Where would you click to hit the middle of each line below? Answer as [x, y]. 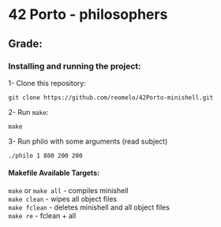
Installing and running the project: [75, 66]
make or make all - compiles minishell [68, 191]
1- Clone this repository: [47, 83]
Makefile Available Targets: [54, 173]
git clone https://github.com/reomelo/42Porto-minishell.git [111, 97]
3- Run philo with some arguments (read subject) [88, 141]
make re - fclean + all [42, 216]
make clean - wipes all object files [62, 199]
